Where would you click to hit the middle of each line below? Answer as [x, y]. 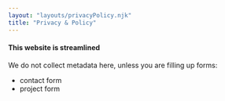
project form [40, 88]
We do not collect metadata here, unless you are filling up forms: [113, 65]
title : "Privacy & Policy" [52, 23]
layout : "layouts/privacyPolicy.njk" [70, 15]
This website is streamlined [54, 48]
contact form [41, 80]
